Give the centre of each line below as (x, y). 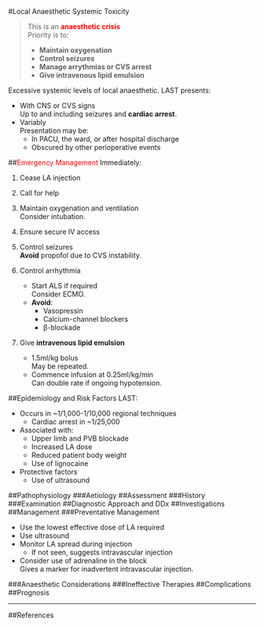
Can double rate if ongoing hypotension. (97, 383)
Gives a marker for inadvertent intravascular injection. (106, 569)
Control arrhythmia (50, 271)
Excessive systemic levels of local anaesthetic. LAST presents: (110, 90)
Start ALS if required (64, 286)
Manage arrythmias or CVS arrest (95, 67)
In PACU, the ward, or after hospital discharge (105, 139)
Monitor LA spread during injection (76, 544)
